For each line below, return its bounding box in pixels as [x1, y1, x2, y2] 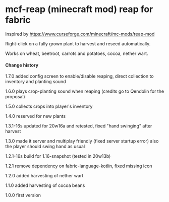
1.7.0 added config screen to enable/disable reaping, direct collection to [5, 73, 154, 79]
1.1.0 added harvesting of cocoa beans [5, 182, 85, 188]
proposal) [5, 94, 25, 100]
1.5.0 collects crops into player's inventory [5, 103, 93, 109]
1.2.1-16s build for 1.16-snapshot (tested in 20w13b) [5, 153, 111, 159]
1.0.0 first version [5, 192, 41, 198]
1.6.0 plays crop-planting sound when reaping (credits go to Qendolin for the [5, 88, 164, 94]
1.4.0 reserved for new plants [5, 113, 66, 119]
